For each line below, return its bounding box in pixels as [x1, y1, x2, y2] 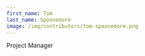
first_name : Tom [6, 10, 53, 17]
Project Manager [6, 42, 54, 50]
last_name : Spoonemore [6, 16, 71, 23]
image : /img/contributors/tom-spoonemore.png [6, 23, 138, 29]
